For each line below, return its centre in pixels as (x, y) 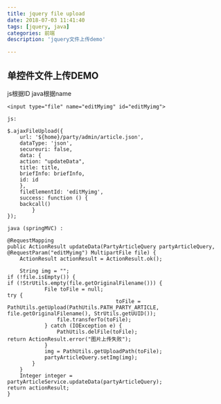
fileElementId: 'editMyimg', (62, 192)
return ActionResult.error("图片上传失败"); (69, 339)
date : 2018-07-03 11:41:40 (46, 20)
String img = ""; (45, 271)
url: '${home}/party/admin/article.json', (82, 137)
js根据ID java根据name (39, 93)
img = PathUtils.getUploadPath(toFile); (103, 351)
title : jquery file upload (46, 14)
